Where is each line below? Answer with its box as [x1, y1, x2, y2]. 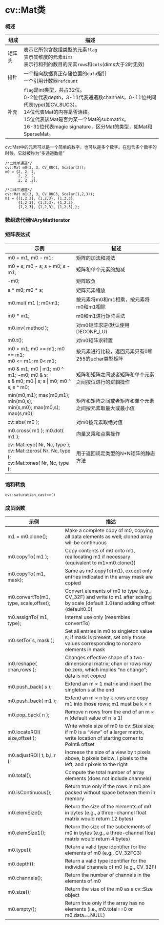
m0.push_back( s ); [7, 684, 52, 690]
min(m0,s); [7, 398, 33, 405]
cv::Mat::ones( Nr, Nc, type [7, 459, 69, 466]
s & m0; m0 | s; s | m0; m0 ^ [7, 377, 71, 384]
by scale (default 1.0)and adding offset [65, 600, 155, 606]
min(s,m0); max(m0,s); [7, 404, 60, 410]
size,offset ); [7, 735, 36, 742]
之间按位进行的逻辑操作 [76, 378, 130, 385]
